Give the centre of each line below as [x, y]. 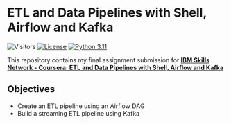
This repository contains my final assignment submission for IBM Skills [109, 60]
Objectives [31, 89]
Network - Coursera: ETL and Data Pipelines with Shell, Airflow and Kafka [115, 67]
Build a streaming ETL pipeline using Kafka [78, 113]
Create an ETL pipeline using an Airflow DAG [81, 106]
